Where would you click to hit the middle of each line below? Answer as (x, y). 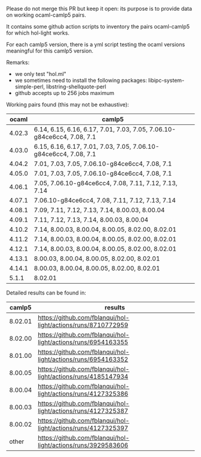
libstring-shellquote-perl (76, 87)
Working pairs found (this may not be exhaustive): (68, 105)
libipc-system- (166, 80)
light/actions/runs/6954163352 (83, 359)
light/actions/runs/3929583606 (83, 445)
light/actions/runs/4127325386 (83, 394)
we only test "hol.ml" (41, 74)
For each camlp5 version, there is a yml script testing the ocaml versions (96, 45)
